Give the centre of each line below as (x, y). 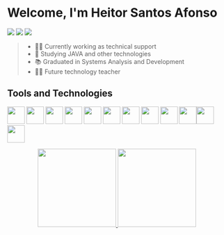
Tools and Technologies (60, 94)
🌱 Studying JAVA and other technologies (93, 54)
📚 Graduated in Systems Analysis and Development (109, 61)
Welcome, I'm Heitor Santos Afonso (112, 13)
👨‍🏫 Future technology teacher (78, 72)
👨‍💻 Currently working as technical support (95, 46)
